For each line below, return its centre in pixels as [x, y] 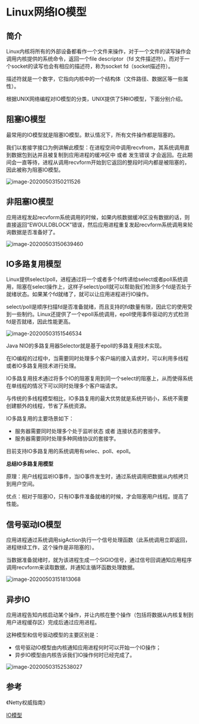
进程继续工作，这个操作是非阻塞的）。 [52, 548]
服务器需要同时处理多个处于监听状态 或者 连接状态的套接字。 [89, 431]
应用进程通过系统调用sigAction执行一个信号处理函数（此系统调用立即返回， [98, 540]
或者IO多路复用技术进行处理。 [43, 366]
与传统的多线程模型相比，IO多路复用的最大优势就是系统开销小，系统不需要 [97, 399]
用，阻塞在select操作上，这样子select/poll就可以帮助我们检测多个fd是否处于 [99, 287]
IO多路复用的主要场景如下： [40, 419]
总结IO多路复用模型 [30, 464]
